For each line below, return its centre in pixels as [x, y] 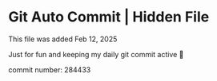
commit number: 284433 [50, 69]
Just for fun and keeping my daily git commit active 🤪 [96, 54]
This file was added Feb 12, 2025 [63, 39]
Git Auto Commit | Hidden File [109, 17]
